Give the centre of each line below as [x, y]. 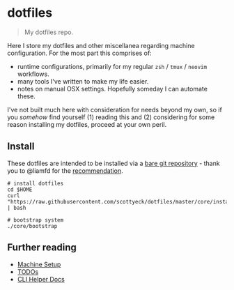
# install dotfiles [36, 183]
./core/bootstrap [32, 226]
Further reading [42, 248]
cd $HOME [20, 190]
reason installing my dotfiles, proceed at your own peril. [87, 124]
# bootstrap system [36, 220]
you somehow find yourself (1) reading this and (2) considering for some [111, 117]
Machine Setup [39, 264]
